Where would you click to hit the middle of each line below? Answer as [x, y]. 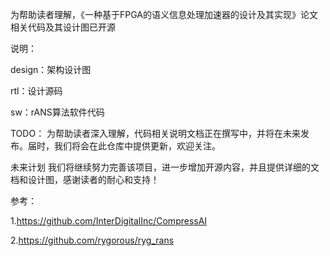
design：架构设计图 [51, 69]
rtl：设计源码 [36, 91]
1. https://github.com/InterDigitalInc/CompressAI [109, 221]
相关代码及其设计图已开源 [63, 27]
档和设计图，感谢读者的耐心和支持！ [85, 179]
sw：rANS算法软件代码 [57, 112]
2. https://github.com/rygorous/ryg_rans [92, 240]
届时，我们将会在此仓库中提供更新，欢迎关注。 [124, 146]
